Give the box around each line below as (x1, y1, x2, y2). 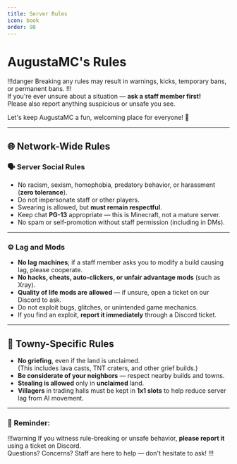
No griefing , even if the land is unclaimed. (17, 357, 140, 365)
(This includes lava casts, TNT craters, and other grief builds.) (17, 364, 198, 372)
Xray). (17, 281, 36, 289)
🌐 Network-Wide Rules (7, 140, 111, 152)
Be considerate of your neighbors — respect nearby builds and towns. (17, 372, 225, 380)
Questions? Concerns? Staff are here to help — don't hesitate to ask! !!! (7, 449, 214, 458)
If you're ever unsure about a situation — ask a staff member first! (7, 92, 201, 101)
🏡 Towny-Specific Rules (7, 338, 114, 350)
